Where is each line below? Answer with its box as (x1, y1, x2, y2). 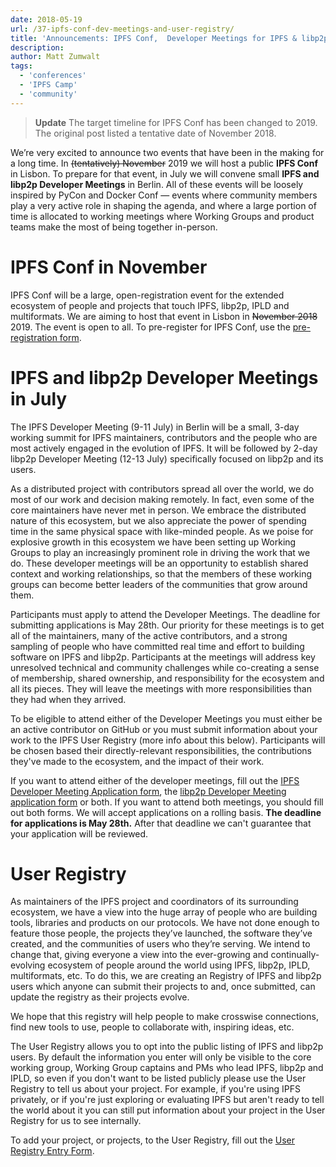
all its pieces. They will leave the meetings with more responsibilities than (10, 682, 312, 695)
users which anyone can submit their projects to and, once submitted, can (10, 981, 316, 993)
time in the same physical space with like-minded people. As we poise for (10, 525, 314, 537)
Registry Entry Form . (10, 1145, 95, 1157)
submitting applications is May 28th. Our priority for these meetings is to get (10, 619, 325, 631)
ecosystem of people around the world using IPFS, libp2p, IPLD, (47, 959, 311, 971)
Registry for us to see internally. (10, 1115, 142, 1127)
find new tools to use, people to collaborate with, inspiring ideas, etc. (10, 1021, 295, 1033)
